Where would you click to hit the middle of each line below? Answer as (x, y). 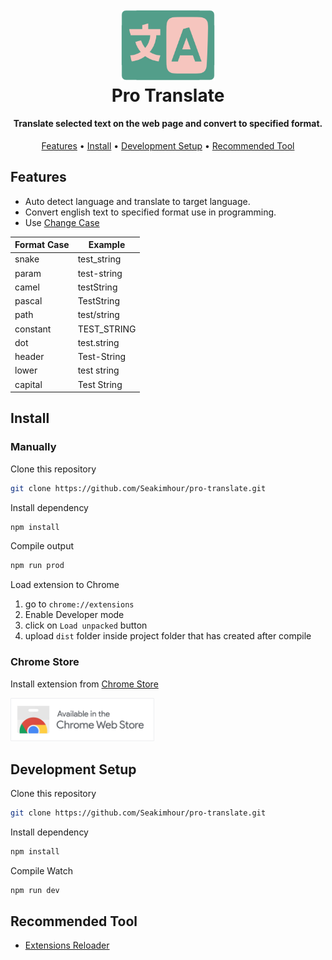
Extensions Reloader (67, 945)
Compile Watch (42, 870)
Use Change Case (62, 222)
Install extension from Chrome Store (84, 684)
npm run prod (37, 566)
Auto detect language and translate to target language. (137, 201)
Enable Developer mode (74, 615)
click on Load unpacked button (86, 625)
